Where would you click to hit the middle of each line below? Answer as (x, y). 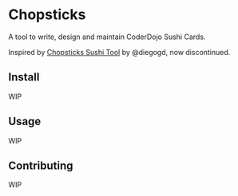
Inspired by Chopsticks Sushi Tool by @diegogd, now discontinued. (119, 52)
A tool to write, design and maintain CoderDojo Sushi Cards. (107, 37)
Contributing (41, 165)
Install (24, 77)
